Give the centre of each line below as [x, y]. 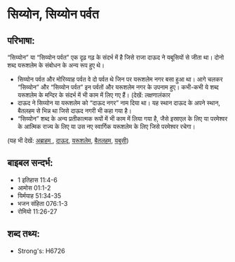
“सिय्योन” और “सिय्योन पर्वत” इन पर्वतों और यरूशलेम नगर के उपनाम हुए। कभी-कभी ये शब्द [118, 87]
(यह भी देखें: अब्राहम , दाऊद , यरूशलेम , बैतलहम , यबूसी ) [68, 140]
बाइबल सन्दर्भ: [31, 163]
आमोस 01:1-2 [34, 188]
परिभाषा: [21, 40]
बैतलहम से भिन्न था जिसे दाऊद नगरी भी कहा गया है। [74, 111]
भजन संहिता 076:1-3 [42, 203]
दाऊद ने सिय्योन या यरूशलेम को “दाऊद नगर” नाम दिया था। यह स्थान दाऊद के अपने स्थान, [119, 103]
